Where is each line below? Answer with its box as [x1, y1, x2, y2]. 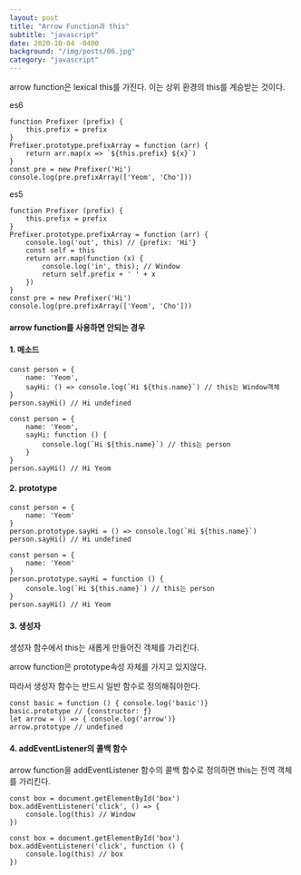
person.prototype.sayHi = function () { [9, 575, 165, 584]
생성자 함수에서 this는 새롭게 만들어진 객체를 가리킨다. [9, 642, 199, 654]
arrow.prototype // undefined [9, 723, 124, 732]
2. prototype [9, 483, 57, 494]
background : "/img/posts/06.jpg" [9, 47, 136, 56]
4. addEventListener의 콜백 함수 [9, 742, 128, 753]
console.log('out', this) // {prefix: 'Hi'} [25, 238, 197, 247]
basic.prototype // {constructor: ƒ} [9, 707, 152, 716]
